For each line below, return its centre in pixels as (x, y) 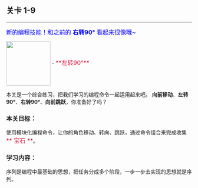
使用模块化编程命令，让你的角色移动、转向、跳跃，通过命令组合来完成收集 (96, 132)
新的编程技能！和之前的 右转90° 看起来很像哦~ (71, 32)
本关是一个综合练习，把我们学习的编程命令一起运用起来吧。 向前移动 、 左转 (97, 94)
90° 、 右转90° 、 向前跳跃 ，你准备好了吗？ (57, 102)
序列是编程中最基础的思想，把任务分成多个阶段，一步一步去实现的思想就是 (96, 172)
